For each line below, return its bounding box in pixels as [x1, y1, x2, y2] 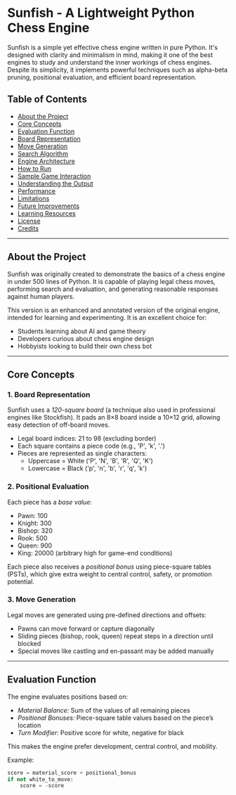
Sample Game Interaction [17, 172, 91, 180]
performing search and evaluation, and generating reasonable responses [7, 285, 219, 293]
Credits [17, 224, 39, 233]
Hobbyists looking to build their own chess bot [17, 342, 152, 350]
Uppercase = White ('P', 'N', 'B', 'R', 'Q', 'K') [27, 457, 153, 465]
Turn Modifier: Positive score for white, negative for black [17, 728, 184, 737]
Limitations [17, 194, 50, 202]
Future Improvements [17, 202, 79, 210]
